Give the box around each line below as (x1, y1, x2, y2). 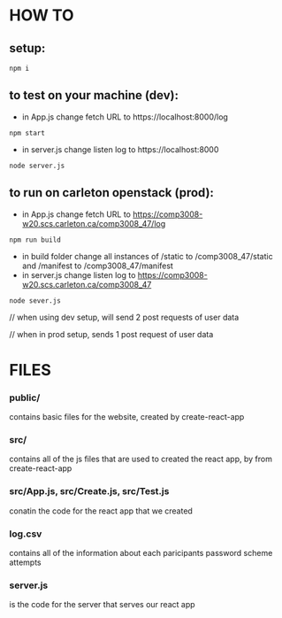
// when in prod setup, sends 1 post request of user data (9, 328, 214, 339)
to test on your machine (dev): (9, 88, 179, 103)
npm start (9, 128, 46, 137)
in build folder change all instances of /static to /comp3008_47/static (21, 251, 273, 261)
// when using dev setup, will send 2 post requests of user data (9, 312, 240, 322)
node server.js (9, 161, 65, 170)
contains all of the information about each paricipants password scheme (9, 548, 273, 558)
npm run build (9, 236, 62, 244)
